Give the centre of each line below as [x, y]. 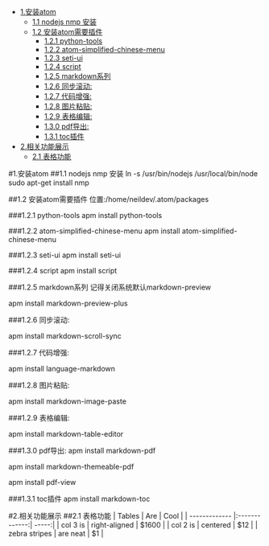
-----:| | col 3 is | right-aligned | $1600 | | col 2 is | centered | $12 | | [146, 525]
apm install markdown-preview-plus [68, 303]
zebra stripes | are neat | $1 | [56, 534]
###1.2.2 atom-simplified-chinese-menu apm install [94, 231]
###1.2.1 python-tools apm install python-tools [85, 215]
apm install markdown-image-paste [68, 401]
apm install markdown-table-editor [66, 434]
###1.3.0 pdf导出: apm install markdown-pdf [82, 450]
